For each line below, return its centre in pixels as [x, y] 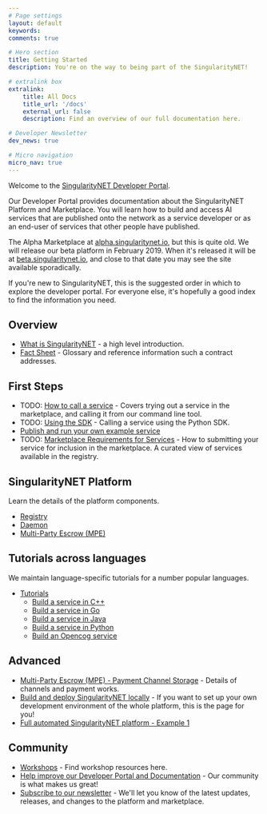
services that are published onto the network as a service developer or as [130, 217]
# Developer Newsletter [48, 134]
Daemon [34, 525]
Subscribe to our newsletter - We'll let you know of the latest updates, [135, 792]
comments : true [34, 38]
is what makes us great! [59, 784]
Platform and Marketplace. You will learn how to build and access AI [120, 209]
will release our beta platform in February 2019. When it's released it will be [132, 250]
